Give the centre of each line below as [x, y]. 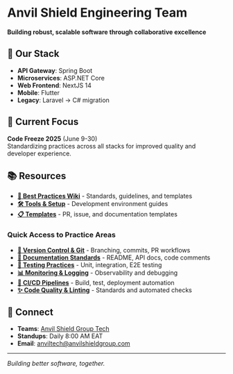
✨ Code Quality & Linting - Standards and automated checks [105, 290]
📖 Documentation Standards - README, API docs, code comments [114, 257]
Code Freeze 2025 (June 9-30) [52, 138]
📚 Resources [37, 176]
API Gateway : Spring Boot [55, 70]
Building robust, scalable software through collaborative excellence [107, 32]
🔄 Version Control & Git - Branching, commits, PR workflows [104, 250]
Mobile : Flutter [38, 92]
